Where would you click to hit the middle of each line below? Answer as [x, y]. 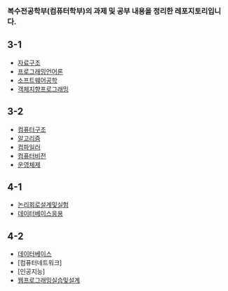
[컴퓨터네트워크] [40, 263]
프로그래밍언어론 [40, 71]
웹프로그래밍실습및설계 [49, 280]
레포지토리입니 [198, 11]
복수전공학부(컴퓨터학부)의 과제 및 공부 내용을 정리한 [90, 11]
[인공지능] [31, 271]
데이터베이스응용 [40, 214]
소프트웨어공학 [37, 80]
